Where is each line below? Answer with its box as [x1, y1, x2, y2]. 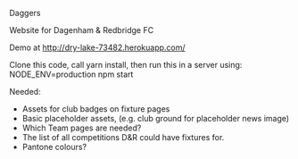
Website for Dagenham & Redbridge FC [9, 25, 154, 35]
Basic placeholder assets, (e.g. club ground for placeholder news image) [21, 113, 290, 123]
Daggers [9, 8, 41, 18]
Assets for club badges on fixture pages [21, 104, 170, 114]
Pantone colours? [21, 142, 87, 152]
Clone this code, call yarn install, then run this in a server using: [9, 60, 243, 70]
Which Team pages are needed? [21, 122, 142, 133]
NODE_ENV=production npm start [9, 69, 134, 79]
